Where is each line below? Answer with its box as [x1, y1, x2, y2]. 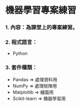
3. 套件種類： [5, 64, 37, 71]
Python [12, 50, 28, 57]
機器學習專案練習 [5, 5, 77, 16]
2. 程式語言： [5, 39, 37, 46]
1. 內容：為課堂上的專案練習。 [5, 24, 78, 31]
